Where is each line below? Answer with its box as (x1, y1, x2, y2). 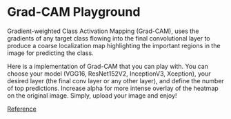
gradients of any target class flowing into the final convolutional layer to (7, 34, 210, 42)
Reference (7, 105, 37, 113)
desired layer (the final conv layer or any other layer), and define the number (7, 76, 224, 85)
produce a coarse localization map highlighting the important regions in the (7, 41, 221, 50)
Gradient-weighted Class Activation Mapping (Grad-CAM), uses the (7, 27, 199, 35)
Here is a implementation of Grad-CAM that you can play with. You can (7, 62, 209, 70)
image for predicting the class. (7, 49, 94, 57)
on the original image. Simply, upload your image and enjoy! (7, 91, 177, 100)
